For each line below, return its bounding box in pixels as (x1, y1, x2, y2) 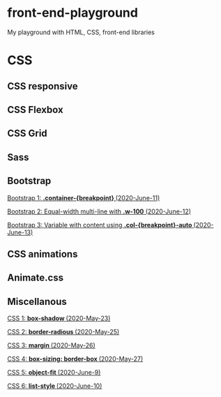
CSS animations (7, 248, 78, 260)
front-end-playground (7, 5, 138, 21)
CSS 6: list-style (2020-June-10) (7, 382, 102, 390)
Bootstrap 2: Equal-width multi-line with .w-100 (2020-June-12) (7, 207, 192, 216)
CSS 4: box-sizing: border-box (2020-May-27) (7, 354, 144, 364)
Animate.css (7, 272, 64, 284)
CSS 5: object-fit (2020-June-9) (7, 368, 101, 377)
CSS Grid (7, 128, 47, 140)
